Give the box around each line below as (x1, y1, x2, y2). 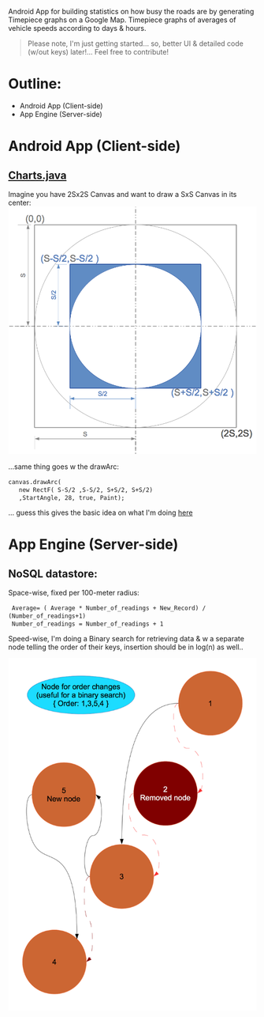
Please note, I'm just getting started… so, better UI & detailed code (27, 39, 244, 48)
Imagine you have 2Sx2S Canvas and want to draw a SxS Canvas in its (8, 189, 237, 198)
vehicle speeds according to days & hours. (8, 24, 147, 32)
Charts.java (8, 168, 67, 182)
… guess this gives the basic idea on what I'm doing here (8, 508, 193, 517)
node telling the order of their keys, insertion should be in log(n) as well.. (8, 642, 244, 652)
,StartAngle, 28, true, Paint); (18, 493, 125, 501)
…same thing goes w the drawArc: (8, 462, 120, 471)
